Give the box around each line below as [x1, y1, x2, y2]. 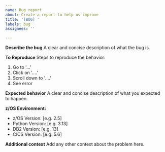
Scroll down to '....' [12, 75, 52, 81]
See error [12, 81, 33, 87]
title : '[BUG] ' [5, 17, 40, 22]
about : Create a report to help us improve [5, 12, 99, 17]
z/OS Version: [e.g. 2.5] [12, 115, 62, 122]
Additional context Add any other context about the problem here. [5, 141, 145, 147]
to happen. [5, 96, 28, 102]
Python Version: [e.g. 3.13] [12, 121, 68, 127]
